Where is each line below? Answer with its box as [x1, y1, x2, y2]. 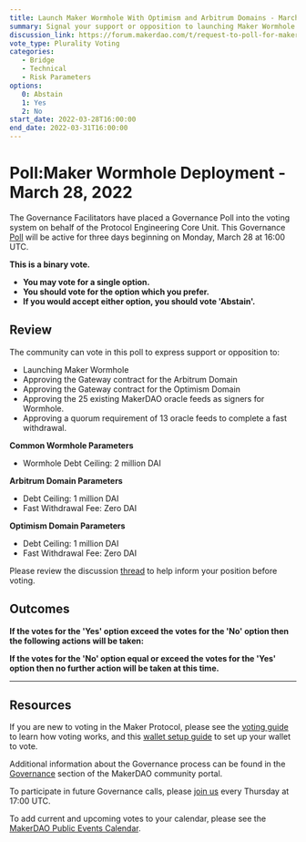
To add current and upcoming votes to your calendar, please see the [9, 813, 267, 825]
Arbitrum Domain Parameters [9, 475, 123, 486]
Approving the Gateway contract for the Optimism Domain [22, 384, 241, 395]
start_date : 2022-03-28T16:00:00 [9, 115, 137, 124]
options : [9, 81, 43, 90]
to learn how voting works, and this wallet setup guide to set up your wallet [9, 731, 291, 743]
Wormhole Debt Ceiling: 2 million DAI [22, 457, 161, 468]
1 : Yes [21, 98, 47, 108]
